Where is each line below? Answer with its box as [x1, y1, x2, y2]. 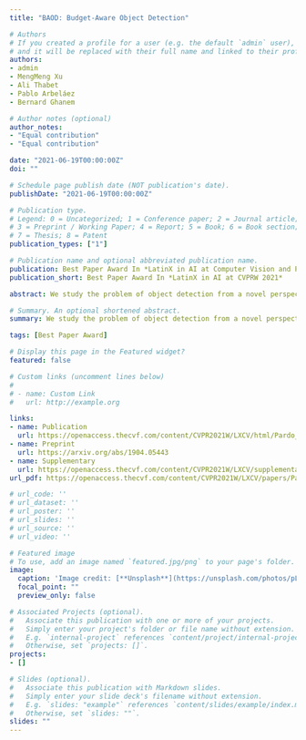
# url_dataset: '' [9, 498, 79, 508]
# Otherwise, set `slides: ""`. [9, 708, 141, 718]
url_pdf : [9, 473, 43, 483]
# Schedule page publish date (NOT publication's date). [9, 180, 230, 190]
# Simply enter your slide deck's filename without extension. [9, 692, 262, 701]
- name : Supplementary [9, 457, 96, 466]
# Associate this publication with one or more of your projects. [9, 616, 275, 625]
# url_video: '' [9, 532, 71, 541]
